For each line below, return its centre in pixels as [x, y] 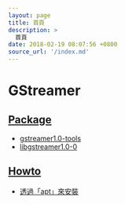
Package [30, 120]
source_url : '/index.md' [49, 52]
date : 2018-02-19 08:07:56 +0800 [63, 45]
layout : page [29, 15]
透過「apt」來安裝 [49, 191]
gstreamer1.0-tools [50, 138]
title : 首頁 [26, 23]
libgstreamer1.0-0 [48, 147]
